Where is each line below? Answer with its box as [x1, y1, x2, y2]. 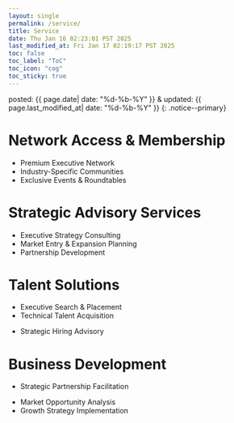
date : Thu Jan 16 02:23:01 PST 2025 [8, 34, 132, 43]
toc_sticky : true [8, 72, 67, 80]
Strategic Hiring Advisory [19, 327, 105, 336]
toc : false [8, 49, 45, 57]
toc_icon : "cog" [8, 65, 63, 73]
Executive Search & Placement [19, 302, 123, 312]
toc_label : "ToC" [8, 57, 67, 66]
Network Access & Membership [8, 131, 226, 150]
